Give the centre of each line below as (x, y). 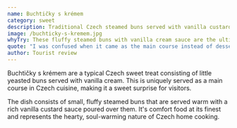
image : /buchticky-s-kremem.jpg (55, 33)
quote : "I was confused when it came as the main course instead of (110, 46)
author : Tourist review (42, 53)
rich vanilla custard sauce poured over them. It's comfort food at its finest (114, 109)
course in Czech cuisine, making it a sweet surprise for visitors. (99, 88)
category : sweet (31, 20)
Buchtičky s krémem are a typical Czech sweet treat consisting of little (110, 73)
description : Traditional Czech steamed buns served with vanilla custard (120, 27)
